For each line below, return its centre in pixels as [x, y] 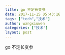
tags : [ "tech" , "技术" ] [28, 19]
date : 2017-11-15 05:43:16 [33, 14]
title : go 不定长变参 [25, 10]
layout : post [18, 32]
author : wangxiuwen [25, 23]
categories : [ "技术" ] [27, 28]
